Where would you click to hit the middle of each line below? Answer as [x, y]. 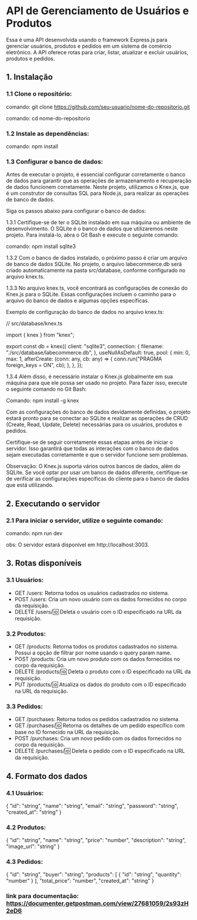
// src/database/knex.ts [34, 323]
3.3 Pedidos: [24, 706]
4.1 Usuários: [25, 793]
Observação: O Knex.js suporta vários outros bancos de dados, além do [94, 466]
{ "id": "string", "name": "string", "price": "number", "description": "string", [96, 840]
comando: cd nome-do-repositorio [48, 118]
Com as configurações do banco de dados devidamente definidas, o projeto [98, 412]
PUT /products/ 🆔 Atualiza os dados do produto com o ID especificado [100, 684]
